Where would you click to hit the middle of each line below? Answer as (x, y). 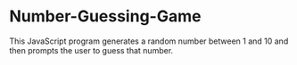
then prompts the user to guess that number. (91, 50)
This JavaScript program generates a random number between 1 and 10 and (149, 41)
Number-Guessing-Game (105, 16)
